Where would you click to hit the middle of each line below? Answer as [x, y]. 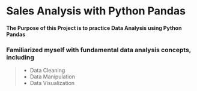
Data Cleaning [47, 71]
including [20, 57]
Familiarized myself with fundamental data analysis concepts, [98, 50]
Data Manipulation [52, 77]
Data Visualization [52, 83]
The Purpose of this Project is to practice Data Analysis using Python [94, 28]
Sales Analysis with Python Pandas [96, 11]
